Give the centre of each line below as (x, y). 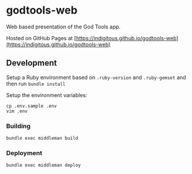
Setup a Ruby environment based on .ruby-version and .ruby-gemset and (96, 77)
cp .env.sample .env (32, 106)
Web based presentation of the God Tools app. (63, 27)
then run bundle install (36, 83)
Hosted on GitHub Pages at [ (41, 38)
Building (18, 126)
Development (32, 63)
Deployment (24, 153)
